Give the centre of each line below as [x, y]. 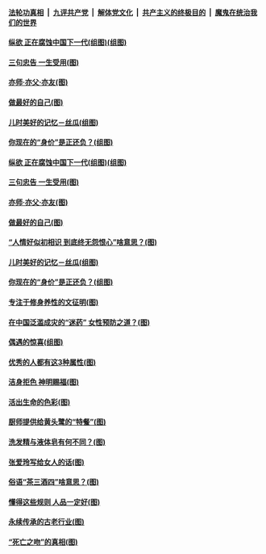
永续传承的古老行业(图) [46, 522]
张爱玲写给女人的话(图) [46, 462]
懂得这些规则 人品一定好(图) [54, 502]
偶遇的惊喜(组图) [36, 342]
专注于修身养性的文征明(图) [54, 302]
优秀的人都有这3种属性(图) [52, 362]
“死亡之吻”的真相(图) [43, 542]
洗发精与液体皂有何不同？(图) [57, 442]
